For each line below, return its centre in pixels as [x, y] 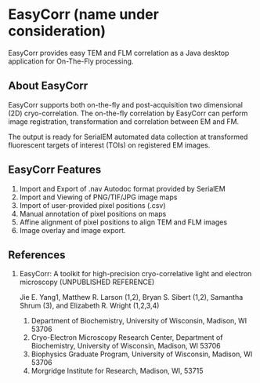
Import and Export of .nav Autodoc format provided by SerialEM [122, 188]
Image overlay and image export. [72, 230]
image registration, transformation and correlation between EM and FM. [124, 121]
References [37, 255]
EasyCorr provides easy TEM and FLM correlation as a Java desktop [119, 53]
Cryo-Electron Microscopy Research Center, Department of [127, 337]
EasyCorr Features [55, 170]
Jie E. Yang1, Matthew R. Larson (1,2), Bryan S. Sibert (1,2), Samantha [131, 297]
